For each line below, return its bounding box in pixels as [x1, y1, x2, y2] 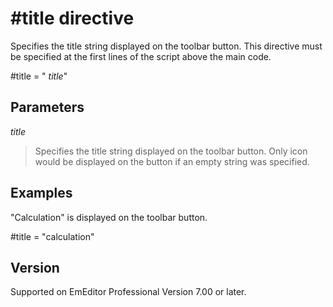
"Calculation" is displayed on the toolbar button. [10, 211, 208, 223]
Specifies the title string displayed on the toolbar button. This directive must [10, 40, 323, 52]
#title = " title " [10, 70, 68, 82]
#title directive [10, 7, 135, 30]
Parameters [10, 99, 85, 116]
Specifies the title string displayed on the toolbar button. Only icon [34, 145, 308, 157]
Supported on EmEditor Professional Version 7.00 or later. [10, 286, 247, 298]
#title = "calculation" [10, 230, 95, 242]
